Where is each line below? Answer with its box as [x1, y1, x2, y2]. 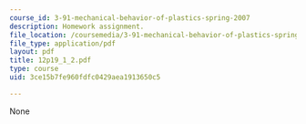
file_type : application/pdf [9, 38, 117, 48]
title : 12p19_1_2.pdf [9, 56, 92, 65]
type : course [9, 65, 59, 74]
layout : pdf [9, 47, 55, 57]
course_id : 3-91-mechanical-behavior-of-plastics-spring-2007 [9, 13, 250, 23]
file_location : [9, 30, 67, 39]
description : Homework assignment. [9, 22, 145, 31]
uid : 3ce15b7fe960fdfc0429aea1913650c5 [9, 73, 161, 82]
